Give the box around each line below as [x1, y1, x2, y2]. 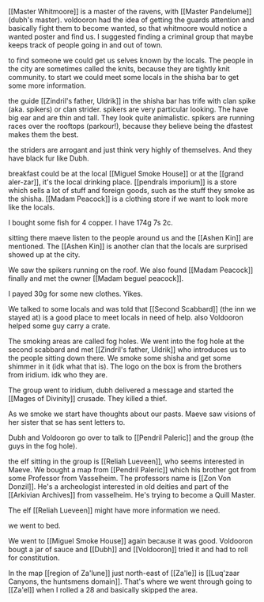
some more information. [8, 81, 87, 90]
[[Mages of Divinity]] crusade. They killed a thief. [8, 394, 168, 403]
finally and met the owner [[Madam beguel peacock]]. [8, 274, 184, 283]
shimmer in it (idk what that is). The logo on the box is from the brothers [8, 362, 243, 371]
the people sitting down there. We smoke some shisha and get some [8, 354, 232, 362]
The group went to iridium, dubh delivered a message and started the [8, 385, 235, 395]
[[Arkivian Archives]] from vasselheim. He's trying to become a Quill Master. [8, 490, 256, 499]
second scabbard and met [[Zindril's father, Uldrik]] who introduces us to [8, 345, 247, 354]
